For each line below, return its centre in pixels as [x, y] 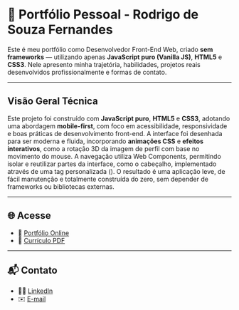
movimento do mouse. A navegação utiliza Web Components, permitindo [115, 156]
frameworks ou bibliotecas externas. [61, 186]
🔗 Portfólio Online [43, 233]
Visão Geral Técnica [53, 102]
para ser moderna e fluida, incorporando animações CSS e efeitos [106, 141]
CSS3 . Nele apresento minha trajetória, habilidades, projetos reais [104, 64]
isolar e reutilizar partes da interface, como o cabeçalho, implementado [112, 164]
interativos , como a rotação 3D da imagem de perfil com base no [103, 148]
